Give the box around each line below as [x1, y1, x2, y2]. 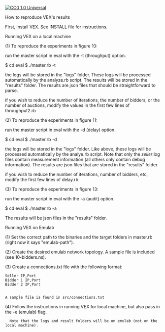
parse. [5, 88, 18, 94]
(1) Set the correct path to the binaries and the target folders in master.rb [5, 234, 153, 240]
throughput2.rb [5, 108, 36, 113]
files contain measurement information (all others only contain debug [5, 156, 145, 162]
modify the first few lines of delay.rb [5, 177, 79, 183]
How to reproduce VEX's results [5, 14, 70, 20]
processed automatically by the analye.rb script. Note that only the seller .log [5, 151, 160, 157]
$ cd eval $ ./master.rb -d [5, 137, 57, 142]
